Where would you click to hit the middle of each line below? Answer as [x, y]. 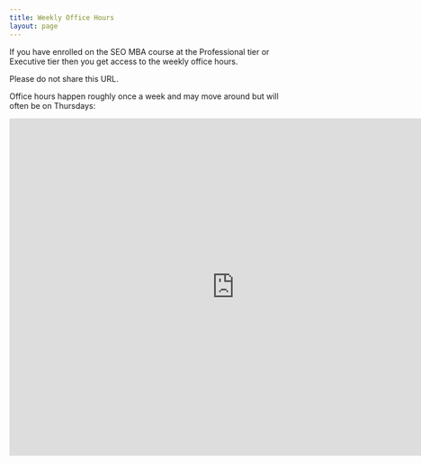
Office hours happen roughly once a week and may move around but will [144, 96]
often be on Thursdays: [53, 105]
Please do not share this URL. [64, 78]
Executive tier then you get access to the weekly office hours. [124, 61]
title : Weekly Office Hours [62, 18]
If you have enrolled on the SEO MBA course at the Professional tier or [139, 51]
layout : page [34, 26]
